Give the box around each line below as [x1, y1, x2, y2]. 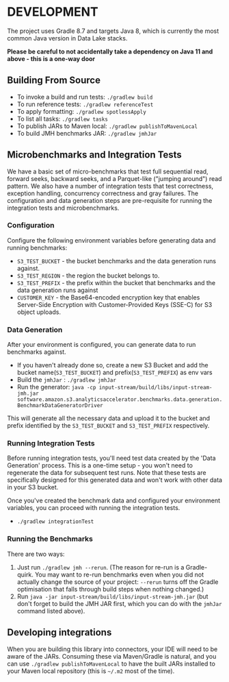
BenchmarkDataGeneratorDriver [16, 402, 104, 409]
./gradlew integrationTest [16, 518, 94, 525]
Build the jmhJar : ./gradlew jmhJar [16, 376, 116, 384]
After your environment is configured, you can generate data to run [7, 341, 196, 349]
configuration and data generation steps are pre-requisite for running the [7, 196, 213, 204]
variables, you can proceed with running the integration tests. [7, 504, 180, 512]
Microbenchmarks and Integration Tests [7, 149, 183, 161]
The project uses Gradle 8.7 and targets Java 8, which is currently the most [7, 27, 219, 35]
